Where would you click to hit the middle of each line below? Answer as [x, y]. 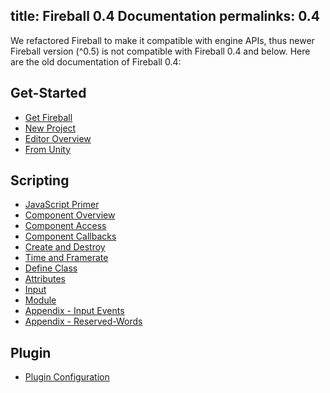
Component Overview [70, 215]
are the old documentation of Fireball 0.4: [96, 61]
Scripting [40, 180]
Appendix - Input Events [74, 311]
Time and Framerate [66, 258]
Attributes [45, 279]
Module [40, 300]
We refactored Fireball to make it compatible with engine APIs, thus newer [162, 40]
